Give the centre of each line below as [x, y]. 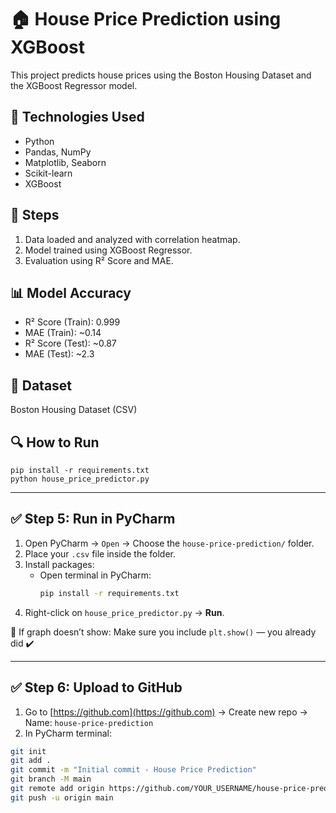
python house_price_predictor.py [80, 479]
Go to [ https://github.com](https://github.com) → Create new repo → [166, 712]
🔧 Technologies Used [77, 117]
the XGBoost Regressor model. [74, 85]
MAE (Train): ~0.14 [63, 333]
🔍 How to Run [55, 442]
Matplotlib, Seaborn [65, 162]
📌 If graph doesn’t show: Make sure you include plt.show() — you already [163, 632]
